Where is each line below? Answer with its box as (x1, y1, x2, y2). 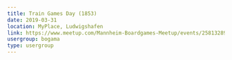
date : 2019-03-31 (7, 17, 57, 23)
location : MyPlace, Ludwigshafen (7, 23, 104, 30)
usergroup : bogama (7, 36, 60, 43)
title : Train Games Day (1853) (7, 10, 97, 17)
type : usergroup (7, 42, 54, 49)
